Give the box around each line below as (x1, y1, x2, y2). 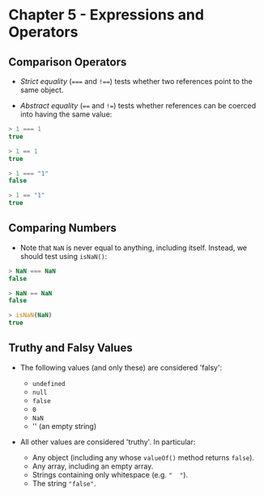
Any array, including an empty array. (32, 461, 154, 471)
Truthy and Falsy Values (8, 341, 133, 355)
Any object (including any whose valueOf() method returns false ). (32, 452, 255, 462)
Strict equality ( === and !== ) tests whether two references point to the (19, 77, 253, 86)
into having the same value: (19, 109, 113, 119)
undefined (32, 379, 66, 388)
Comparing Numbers (8, 221, 117, 235)
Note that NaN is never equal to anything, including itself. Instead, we (19, 243, 248, 252)
